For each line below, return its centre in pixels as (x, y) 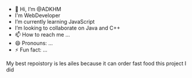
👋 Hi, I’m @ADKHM (38, 9)
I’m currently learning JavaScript (55, 22)
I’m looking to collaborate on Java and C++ (67, 28)
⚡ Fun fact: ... (31, 50)
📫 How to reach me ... (42, 35)
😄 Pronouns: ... (34, 43)
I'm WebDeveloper (37, 15)
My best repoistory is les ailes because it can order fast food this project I (96, 63)
